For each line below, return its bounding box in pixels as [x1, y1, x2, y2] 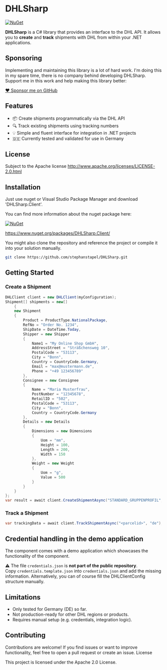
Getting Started [5, 269, 54, 277]
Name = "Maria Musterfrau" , [31, 387, 90, 392]
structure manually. [5, 579, 45, 585]
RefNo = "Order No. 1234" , [23, 322, 79, 327]
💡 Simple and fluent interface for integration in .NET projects [12, 130, 137, 136]
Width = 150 [40, 451, 66, 457]
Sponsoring [5, 54, 42, 63]
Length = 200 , [40, 447, 70, 452]
